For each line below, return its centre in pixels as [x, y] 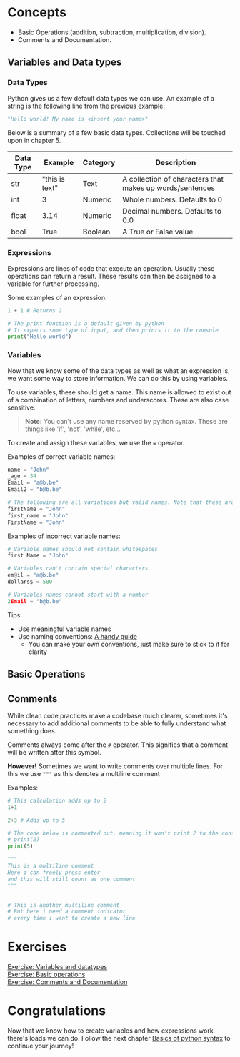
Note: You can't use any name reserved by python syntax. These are [126, 421]
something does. [32, 730]
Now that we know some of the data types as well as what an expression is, [119, 371]
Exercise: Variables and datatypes [57, 967]
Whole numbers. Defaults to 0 [172, 199]
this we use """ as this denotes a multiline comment [84, 773]
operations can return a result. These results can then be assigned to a [112, 276]
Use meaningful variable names [64, 629]
